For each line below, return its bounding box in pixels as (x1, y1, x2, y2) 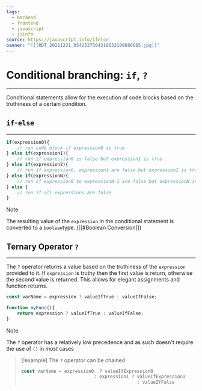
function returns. (6, 282, 48, 289)
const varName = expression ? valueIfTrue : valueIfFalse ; (6, 294, 158, 300)
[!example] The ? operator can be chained (20, 356, 125, 364)
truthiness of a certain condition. (6, 100, 87, 107)
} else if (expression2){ (6, 162, 69, 168)
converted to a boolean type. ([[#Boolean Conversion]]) (6, 224, 142, 232)
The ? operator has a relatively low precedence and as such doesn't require (6, 338, 194, 346)
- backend (11, 14, 36, 20)
